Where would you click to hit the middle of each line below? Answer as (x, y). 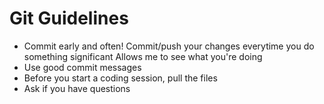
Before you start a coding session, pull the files (120, 78)
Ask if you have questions (77, 88)
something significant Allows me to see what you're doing (143, 56)
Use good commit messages (82, 67)
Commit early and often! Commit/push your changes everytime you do (169, 46)
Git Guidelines (69, 18)
